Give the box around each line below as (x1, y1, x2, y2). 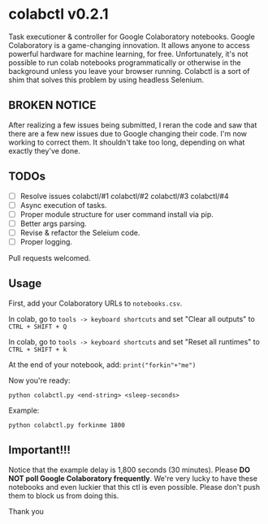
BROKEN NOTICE (8, 98, 97, 112)
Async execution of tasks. (19, 200, 107, 210)
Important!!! (8, 444, 71, 457)
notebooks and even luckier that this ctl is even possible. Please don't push (8, 482, 261, 492)
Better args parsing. (19, 219, 87, 228)
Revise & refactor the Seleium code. (19, 227, 140, 237)
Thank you (8, 506, 45, 516)
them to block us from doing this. (8, 491, 119, 500)
